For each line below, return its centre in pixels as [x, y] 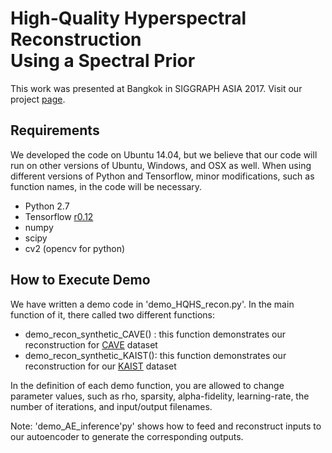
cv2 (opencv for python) [75, 248]
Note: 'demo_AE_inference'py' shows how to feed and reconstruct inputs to [166, 426]
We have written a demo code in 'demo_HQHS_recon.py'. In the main [152, 304]
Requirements [55, 130]
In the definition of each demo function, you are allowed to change [147, 385]
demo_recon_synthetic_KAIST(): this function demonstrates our [155, 355]
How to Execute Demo [80, 280]
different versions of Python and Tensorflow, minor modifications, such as [162, 176]
